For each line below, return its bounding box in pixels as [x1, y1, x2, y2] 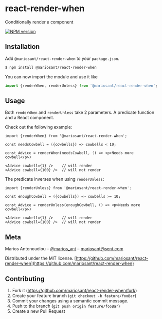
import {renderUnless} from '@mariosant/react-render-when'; [5, 186, 132, 190]
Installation [5, 42, 40, 51]
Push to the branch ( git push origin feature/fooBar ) [12, 303, 120, 309]
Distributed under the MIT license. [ [5, 255, 76, 261]
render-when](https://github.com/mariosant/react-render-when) [5, 261, 134, 266]
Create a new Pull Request [12, 308, 66, 314]
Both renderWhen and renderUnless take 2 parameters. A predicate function [5, 110, 155, 115]
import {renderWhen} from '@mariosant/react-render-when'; [5, 133, 127, 139]
